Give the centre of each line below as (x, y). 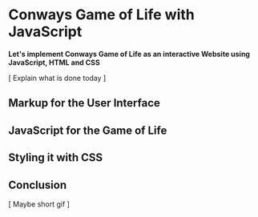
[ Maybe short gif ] (39, 204)
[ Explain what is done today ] (57, 78)
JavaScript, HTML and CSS (54, 62)
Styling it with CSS (56, 158)
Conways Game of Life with (101, 15)
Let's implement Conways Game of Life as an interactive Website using (129, 54)
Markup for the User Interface (84, 103)
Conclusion (38, 185)
